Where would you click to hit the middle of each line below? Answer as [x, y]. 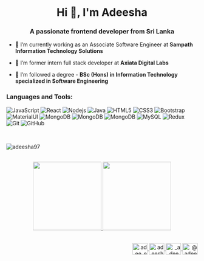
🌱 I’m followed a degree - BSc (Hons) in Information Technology [96, 75]
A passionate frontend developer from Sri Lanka [102, 32]
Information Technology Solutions [59, 51]
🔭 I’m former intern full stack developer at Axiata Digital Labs [92, 63]
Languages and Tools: [39, 97]
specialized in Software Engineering [62, 81]
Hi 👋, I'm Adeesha [102, 12]
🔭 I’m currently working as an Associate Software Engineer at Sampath [104, 44]
